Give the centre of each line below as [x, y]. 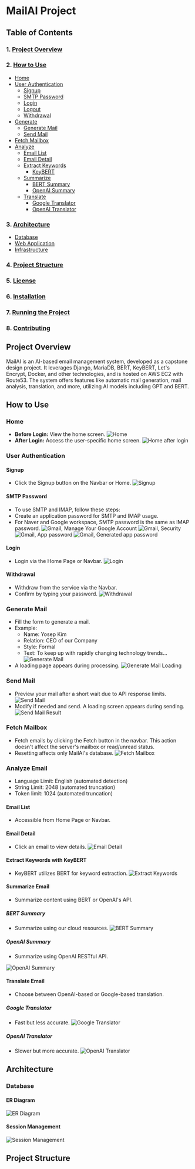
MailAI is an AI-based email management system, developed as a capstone [97, 361]
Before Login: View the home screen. [60, 434]
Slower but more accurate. [47, 1051]
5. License [21, 281]
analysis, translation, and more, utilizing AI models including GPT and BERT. [97, 386]
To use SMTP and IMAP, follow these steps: [67, 509]
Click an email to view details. [51, 847]
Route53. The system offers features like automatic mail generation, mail [94, 380]
